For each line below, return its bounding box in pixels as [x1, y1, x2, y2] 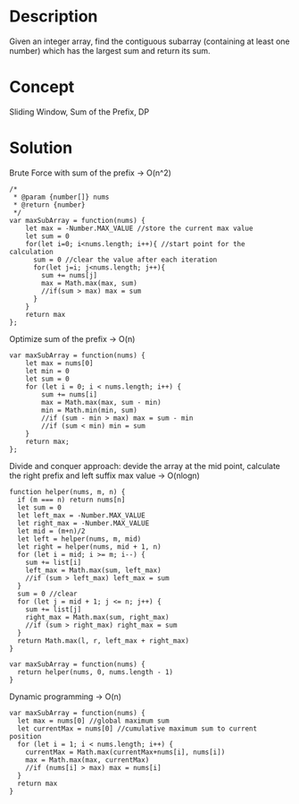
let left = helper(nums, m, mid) [17, 535, 142, 543]
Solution [9, 138, 73, 158]
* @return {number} [12, 200, 87, 210]
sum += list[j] [25, 604, 82, 614]
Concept [9, 77, 75, 98]
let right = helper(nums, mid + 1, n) [17, 542, 162, 552]
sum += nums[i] [41, 389, 98, 399]
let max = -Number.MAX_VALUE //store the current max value [25, 224, 253, 233]
